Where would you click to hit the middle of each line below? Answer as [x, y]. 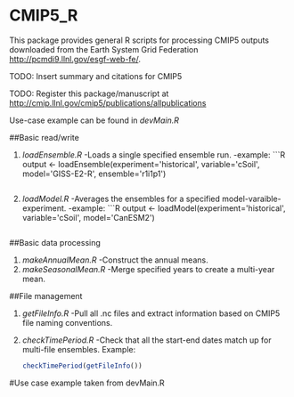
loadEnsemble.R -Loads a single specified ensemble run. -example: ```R [154, 154]
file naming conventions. [67, 322]
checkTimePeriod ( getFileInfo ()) [82, 366]
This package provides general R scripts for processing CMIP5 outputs [139, 40]
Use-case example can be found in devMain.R [94, 120]
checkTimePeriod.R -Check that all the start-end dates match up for [147, 340]
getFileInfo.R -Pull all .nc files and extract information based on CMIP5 [151, 313]
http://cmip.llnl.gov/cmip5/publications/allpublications [108, 102]
